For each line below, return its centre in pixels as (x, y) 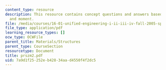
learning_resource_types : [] (35, 33)
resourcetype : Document (30, 51)
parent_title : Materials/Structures (43, 42)
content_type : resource (30, 10)
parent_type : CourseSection (34, 46)
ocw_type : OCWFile (24, 37)
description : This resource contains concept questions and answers (77, 14)
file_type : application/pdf (34, 28)
